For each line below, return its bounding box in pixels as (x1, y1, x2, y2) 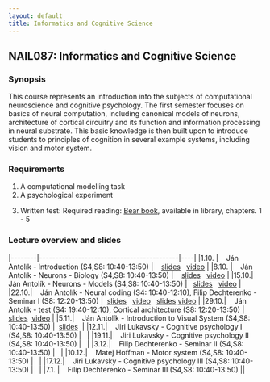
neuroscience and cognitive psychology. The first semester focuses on (8, 100, 244, 110)
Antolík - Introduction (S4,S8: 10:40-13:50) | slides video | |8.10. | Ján (8, 262, 253, 271)
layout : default (8, 11, 63, 20)
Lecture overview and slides (8, 235, 122, 246)
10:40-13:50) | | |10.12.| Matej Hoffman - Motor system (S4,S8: (8, 347, 224, 357)
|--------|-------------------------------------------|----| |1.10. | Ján (8, 253, 239, 262)
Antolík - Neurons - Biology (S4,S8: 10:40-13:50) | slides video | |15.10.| (8, 270, 254, 279)
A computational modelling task (19, 182, 126, 191)
